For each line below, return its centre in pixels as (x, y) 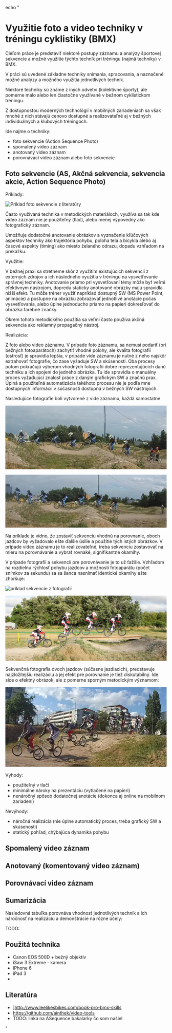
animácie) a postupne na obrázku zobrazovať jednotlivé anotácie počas (81, 298)
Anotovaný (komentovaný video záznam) (72, 866)
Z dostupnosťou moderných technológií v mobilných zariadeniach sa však (83, 110)
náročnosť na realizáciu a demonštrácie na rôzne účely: (64, 918)
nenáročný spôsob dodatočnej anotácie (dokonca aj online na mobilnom (89, 796)
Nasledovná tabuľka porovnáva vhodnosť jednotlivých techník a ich (76, 913)
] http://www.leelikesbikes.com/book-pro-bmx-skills (67, 1007)
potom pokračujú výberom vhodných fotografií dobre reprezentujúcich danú (86, 366)
